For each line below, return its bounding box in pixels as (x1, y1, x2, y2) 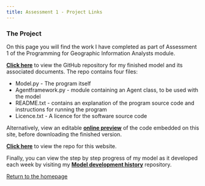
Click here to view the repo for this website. (6, 142, 117, 150)
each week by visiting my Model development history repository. (6, 160, 172, 168)
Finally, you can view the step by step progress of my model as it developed (6, 154, 198, 162)
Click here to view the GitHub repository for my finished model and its (6, 61, 183, 69)
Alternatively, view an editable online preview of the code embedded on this (6, 124, 199, 132)
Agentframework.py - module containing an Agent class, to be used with (15, 86, 199, 94)
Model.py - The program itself (15, 80, 91, 87)
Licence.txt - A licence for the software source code (15, 112, 147, 119)
